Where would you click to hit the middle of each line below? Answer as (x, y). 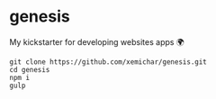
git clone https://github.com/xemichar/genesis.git (108, 62)
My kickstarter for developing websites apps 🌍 (97, 41)
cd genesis (30, 69)
